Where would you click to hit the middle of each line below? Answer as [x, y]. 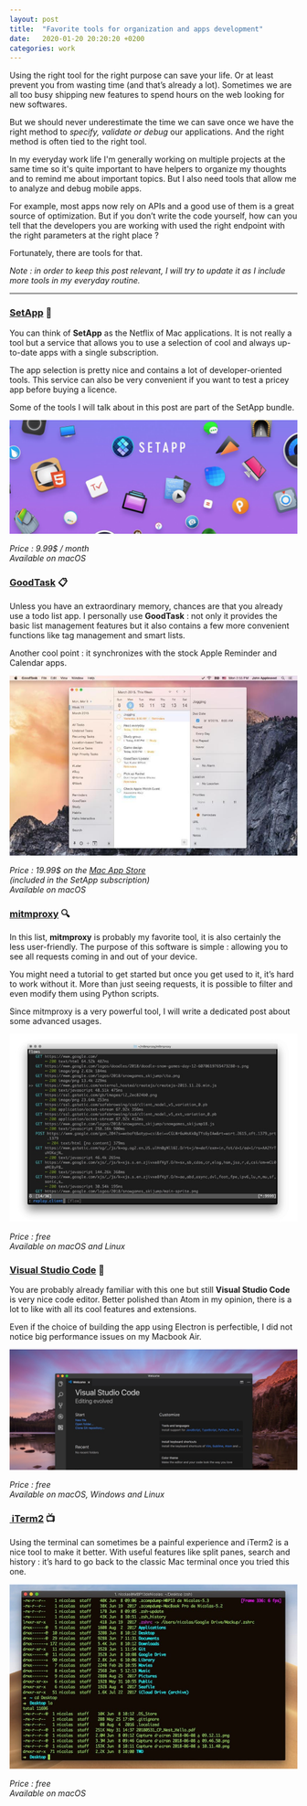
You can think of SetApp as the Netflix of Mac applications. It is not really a [151, 333]
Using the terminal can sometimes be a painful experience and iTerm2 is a [149, 1542]
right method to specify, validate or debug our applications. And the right [147, 132]
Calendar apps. [38, 662]
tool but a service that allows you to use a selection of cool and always [143, 342]
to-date [24, 352]
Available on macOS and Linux [68, 1246]
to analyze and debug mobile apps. [76, 188]
